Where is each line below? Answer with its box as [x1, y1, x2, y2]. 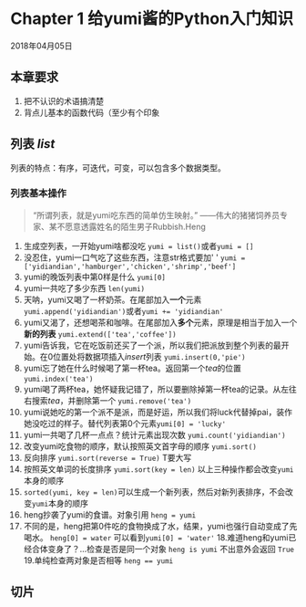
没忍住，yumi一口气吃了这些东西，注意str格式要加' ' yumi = [23, 252, 246, 263]
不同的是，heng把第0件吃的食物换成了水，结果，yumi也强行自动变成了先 [23, 520, 298, 531]
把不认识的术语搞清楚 [23, 95, 104, 106]
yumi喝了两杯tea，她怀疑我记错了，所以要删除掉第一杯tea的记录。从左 [23, 383, 290, 394]
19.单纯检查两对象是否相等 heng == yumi [23, 554, 174, 566]
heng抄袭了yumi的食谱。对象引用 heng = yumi [23, 508, 197, 520]
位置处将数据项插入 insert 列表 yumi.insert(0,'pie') [52, 351, 246, 361]
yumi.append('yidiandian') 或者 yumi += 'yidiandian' [23, 305, 224, 316]
